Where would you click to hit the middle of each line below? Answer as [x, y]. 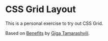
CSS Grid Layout [41, 9]
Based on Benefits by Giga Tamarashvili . [48, 33]
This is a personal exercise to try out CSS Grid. [54, 23]
